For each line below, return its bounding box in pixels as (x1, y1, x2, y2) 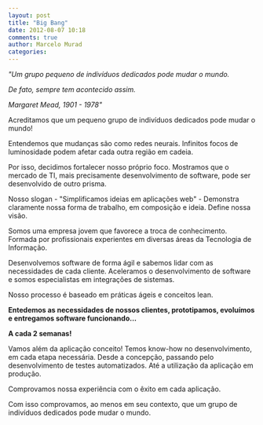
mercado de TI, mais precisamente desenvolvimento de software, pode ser (8, 170, 251, 180)
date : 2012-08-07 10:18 (8, 26, 86, 34)
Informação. (8, 243, 48, 252)
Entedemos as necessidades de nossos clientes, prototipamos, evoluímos (8, 306, 255, 314)
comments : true (8, 33, 58, 42)
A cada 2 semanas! (8, 329, 72, 338)
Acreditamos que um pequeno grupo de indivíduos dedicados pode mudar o (8, 115, 256, 124)
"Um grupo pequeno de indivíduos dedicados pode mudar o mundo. (8, 70, 230, 79)
